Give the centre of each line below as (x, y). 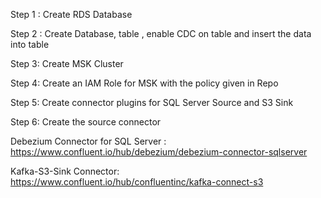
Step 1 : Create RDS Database (71, 14)
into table (30, 44)
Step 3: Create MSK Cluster (67, 63)
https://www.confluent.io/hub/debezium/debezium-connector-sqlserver (159, 152)
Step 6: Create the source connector (86, 122)
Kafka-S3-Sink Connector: (65, 171)
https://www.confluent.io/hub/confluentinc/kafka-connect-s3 (137, 182)
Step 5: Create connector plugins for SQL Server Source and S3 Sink (152, 102)
